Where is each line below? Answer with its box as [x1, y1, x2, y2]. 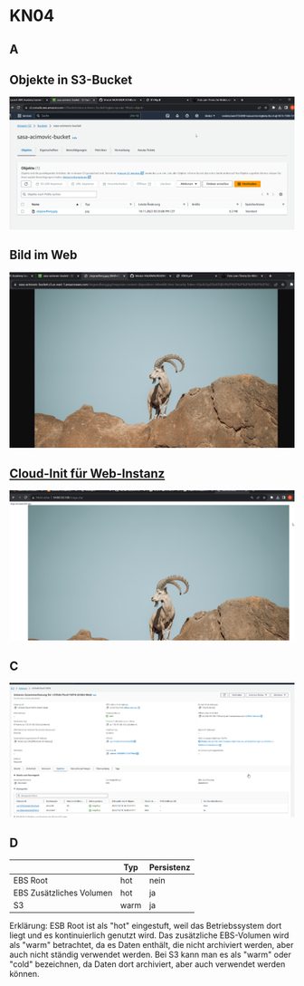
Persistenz [148, 862, 191, 873]
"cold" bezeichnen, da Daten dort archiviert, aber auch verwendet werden [9, 958, 286, 970]
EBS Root [13, 875, 48, 885]
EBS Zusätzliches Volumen [13, 887, 113, 898]
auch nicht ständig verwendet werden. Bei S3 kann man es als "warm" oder [9, 949, 291, 960]
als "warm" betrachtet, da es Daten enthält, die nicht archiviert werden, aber [9, 939, 294, 950]
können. [9, 968, 40, 979]
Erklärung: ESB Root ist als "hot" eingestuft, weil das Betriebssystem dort [9, 920, 282, 931]
